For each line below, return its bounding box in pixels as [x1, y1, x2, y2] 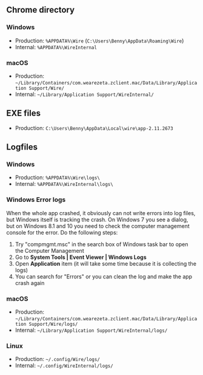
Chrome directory [6, 5, 75, 15]
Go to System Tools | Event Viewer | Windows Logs [15, 253, 147, 261]
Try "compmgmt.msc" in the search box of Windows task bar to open [15, 240, 189, 248]
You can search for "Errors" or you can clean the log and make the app [15, 273, 193, 280]
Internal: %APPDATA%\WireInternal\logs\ [15, 181, 113, 188]
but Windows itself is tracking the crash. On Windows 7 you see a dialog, [6, 216, 188, 223]
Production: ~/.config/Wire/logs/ [15, 356, 100, 363]
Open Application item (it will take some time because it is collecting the [15, 260, 197, 267]
